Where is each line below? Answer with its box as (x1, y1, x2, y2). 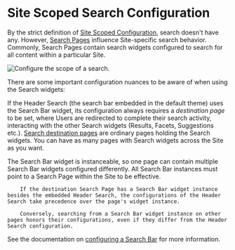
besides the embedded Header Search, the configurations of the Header (7, 192, 221, 199)
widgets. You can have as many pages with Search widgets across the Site (7, 136, 224, 145)
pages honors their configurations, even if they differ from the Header (7, 216, 228, 223)
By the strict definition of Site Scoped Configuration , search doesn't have (7, 28, 219, 37)
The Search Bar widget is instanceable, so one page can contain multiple (7, 157, 219, 166)
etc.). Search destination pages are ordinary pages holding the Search (7, 129, 210, 137)
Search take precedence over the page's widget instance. (7, 198, 180, 205)
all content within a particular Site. (7, 51, 106, 59)
